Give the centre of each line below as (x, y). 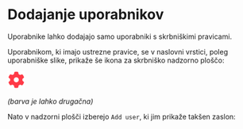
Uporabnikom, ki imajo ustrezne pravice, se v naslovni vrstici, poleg (118, 51)
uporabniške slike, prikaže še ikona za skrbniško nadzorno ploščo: (116, 60)
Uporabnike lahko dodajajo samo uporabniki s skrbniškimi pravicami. (120, 36)
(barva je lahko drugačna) (50, 101)
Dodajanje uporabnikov (86, 15)
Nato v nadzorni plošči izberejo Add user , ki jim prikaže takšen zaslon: (121, 116)
